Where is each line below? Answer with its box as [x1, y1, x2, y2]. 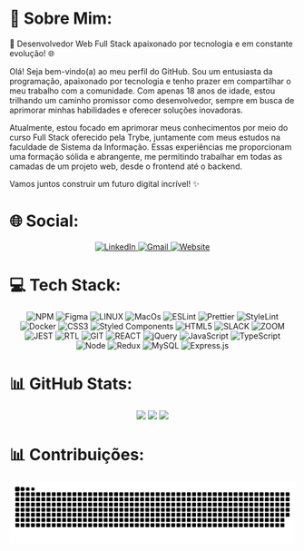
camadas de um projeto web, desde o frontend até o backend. [9, 161, 243, 172]
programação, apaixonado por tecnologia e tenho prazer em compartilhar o [9, 75, 292, 86]
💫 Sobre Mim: [9, 8, 113, 29]
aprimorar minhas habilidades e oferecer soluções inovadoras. [9, 104, 243, 115]
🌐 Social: [9, 211, 79, 231]
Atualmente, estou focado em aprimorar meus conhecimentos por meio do [9, 122, 289, 133]
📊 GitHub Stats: [9, 374, 133, 394]
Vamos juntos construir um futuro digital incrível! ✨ [9, 178, 200, 189]
